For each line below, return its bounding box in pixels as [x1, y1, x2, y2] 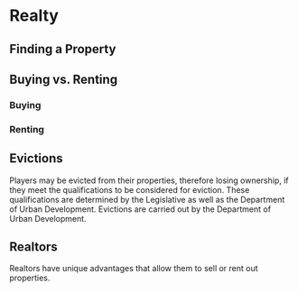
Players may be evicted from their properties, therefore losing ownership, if [9, 175, 289, 186]
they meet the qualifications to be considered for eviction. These [9, 184, 250, 195]
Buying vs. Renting [9, 71, 118, 87]
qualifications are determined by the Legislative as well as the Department [9, 194, 285, 205]
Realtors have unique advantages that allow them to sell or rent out [9, 263, 259, 274]
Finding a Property [9, 41, 116, 57]
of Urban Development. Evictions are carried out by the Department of [9, 204, 272, 214]
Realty [9, 5, 59, 26]
